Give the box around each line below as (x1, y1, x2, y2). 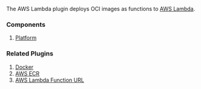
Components (6, 20, 46, 29)
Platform (15, 34, 37, 41)
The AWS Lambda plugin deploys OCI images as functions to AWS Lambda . (6, 5, 196, 12)
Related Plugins (6, 49, 53, 58)
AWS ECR (15, 69, 40, 77)
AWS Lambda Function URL (15, 76, 84, 84)
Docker (15, 63, 34, 71)
